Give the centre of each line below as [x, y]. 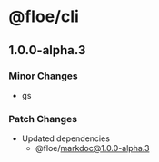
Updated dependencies [66, 138]
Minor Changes [43, 76]
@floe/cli [44, 17]
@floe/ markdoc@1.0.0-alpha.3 [92, 148]
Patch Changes [43, 119]
